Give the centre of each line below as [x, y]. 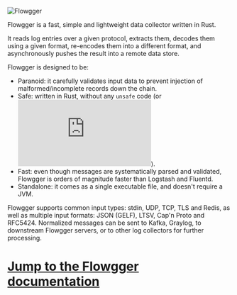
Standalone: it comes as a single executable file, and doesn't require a [120, 187]
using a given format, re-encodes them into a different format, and [104, 46]
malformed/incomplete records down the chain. [87, 88]
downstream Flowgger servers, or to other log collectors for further [106, 230]
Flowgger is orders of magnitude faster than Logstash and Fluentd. [115, 179]
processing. [25, 238]
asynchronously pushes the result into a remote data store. [93, 54]
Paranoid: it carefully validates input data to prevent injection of [110, 81]
